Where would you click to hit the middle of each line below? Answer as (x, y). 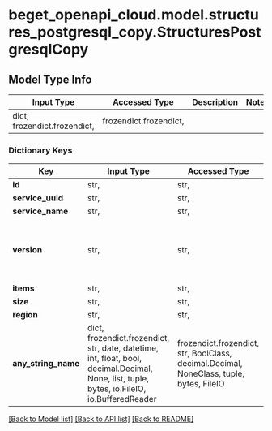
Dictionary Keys (40, 150)
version (28, 250)
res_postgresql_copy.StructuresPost (135, 32)
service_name (40, 211)
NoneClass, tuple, (211, 373)
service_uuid (38, 198)
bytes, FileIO (201, 384)
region (25, 315)
